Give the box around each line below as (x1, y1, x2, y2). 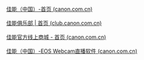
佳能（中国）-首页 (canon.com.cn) (6, 5, 93, 13)
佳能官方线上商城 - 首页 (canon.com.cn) (6, 33, 106, 41)
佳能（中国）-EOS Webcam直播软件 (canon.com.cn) (6, 47, 138, 55)
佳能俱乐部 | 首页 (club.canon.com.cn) (6, 19, 102, 27)
